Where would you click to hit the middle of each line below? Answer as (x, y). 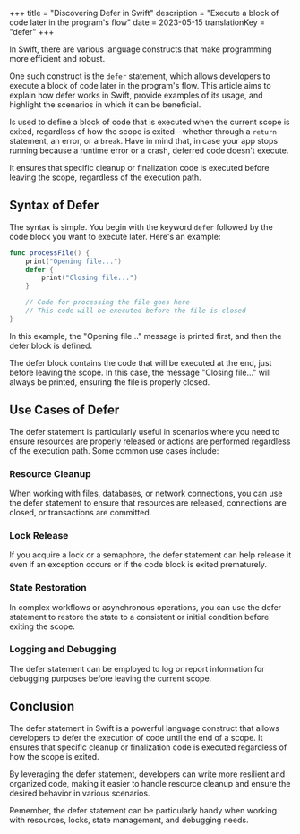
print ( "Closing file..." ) (90, 278)
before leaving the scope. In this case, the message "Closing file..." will (140, 372)
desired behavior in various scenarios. (80, 793)
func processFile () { (50, 253)
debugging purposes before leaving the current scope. (111, 678)
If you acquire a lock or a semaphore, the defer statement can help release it (150, 555)
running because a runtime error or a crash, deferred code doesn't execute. (149, 150)
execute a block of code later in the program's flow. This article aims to (140, 85)
